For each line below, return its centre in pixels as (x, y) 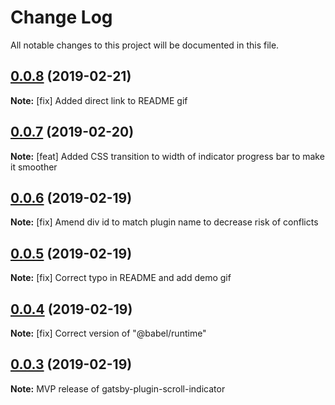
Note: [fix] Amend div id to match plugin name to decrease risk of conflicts (164, 222)
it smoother (34, 167)
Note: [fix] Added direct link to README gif (99, 100)
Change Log (61, 17)
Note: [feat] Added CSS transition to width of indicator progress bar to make (167, 156)
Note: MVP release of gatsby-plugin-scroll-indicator (118, 388)
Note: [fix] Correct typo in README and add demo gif (121, 278)
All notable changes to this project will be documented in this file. (145, 45)
